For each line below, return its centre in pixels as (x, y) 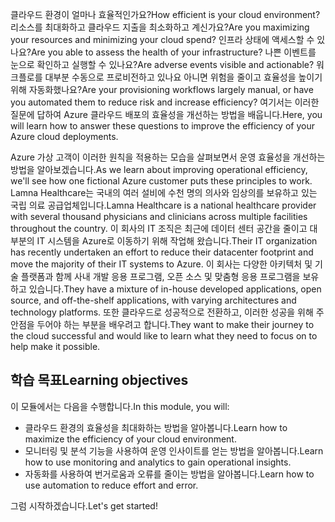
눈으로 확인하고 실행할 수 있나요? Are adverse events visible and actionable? (162, 64)
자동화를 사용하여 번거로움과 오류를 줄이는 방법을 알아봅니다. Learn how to (169, 474)
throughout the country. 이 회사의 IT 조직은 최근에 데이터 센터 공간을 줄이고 (159, 228)
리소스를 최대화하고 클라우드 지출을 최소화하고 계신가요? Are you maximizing (160, 27)
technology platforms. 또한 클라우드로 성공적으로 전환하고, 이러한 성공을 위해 (162, 312)
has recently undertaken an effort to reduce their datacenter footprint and (162, 252)
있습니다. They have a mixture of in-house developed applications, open (175, 289)
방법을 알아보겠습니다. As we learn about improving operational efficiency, (159, 169)
